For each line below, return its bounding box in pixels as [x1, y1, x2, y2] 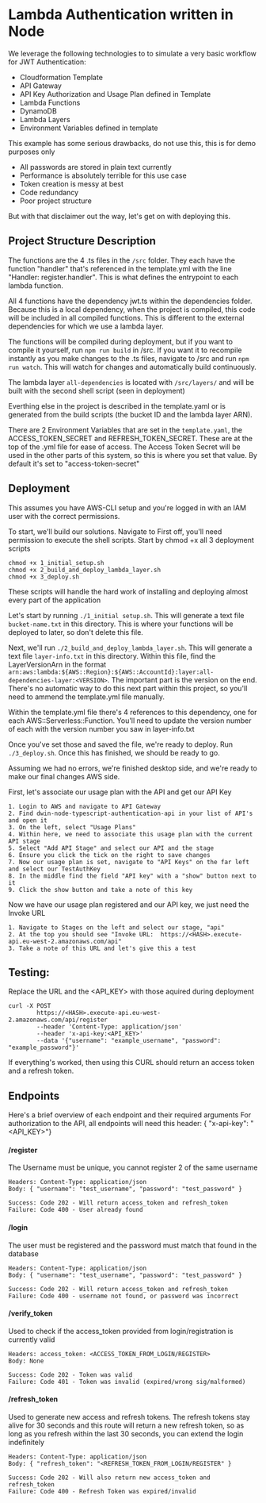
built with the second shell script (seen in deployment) [8, 386, 186, 395]
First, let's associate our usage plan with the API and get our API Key [8, 787, 232, 797]
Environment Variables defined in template [19, 123, 158, 133]
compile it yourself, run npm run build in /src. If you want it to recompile [8, 345, 242, 355]
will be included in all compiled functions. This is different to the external [8, 313, 245, 322]
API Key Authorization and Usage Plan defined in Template [19, 89, 211, 98]
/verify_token [8, 1309, 53, 1318]
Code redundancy [19, 187, 79, 197]
